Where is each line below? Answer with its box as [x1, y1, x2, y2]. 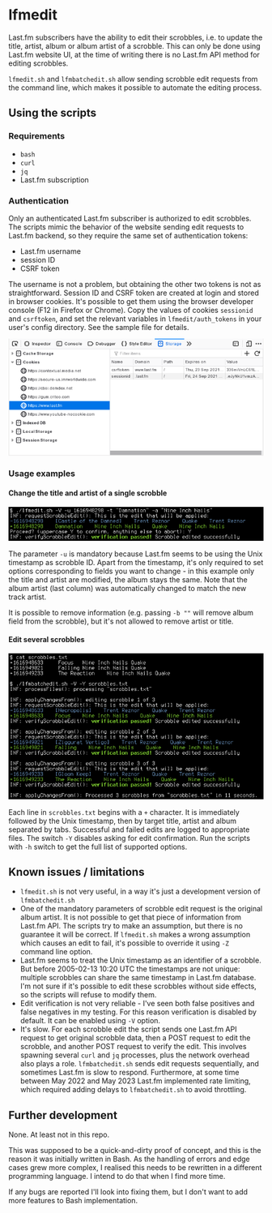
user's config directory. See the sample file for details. [8, 322, 189, 332]
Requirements [8, 131, 66, 142]
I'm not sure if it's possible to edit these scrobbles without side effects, [19, 981, 257, 991]
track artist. [8, 592, 47, 602]
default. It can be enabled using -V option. [19, 1016, 160, 1026]
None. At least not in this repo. [8, 1129, 110, 1140]
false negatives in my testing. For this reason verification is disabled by [19, 1007, 257, 1017]
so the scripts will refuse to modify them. [19, 990, 157, 1000]
